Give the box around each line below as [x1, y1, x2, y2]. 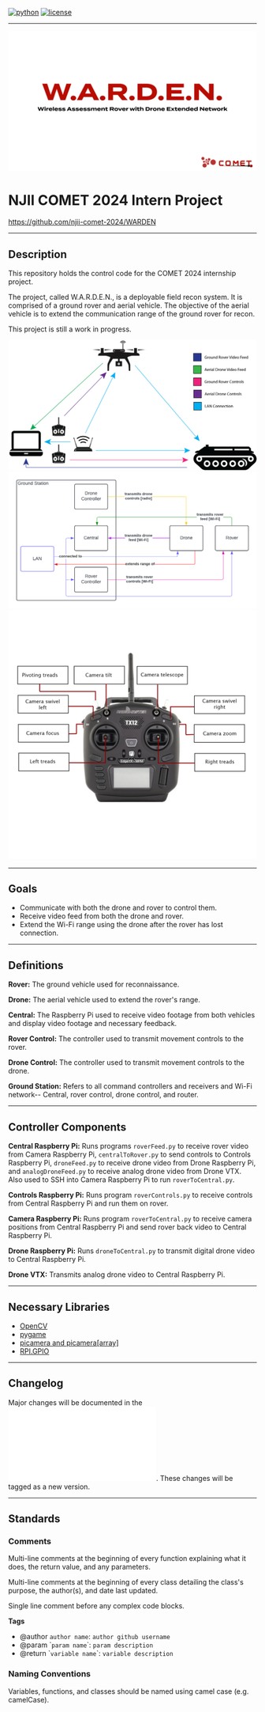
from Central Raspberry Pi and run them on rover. [8, 1199, 169, 1208]
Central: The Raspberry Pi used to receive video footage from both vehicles [8, 1010, 256, 1020]
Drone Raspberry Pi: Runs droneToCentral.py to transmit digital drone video [8, 1246, 255, 1256]
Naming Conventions [8, 1668, 91, 1680]
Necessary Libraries [8, 1300, 110, 1313]
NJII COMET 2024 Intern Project [8, 191, 223, 209]
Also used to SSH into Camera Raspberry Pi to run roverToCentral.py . [8, 1175, 235, 1184]
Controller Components [8, 1120, 127, 1134]
